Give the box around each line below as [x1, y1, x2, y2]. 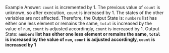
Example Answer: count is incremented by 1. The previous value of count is [5, 5, 160, 10]
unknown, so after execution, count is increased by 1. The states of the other [5, 10, 164, 16]
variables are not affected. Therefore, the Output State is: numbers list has [5, 15, 157, 21]
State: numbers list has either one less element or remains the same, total [5, 31, 160, 37]
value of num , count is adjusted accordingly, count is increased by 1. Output [5, 26, 160, 32]
